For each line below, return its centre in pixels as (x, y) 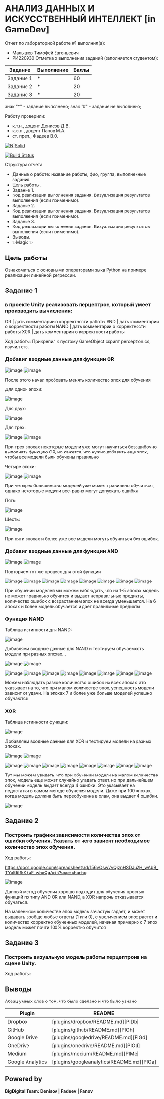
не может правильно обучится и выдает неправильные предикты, (75, 596)
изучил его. (17, 347)
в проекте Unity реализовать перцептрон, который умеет (78, 305)
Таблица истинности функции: (37, 722)
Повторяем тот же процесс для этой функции (53, 572)
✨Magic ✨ (23, 242)
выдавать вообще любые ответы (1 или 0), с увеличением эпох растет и (81, 917)
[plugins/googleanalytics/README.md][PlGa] (104, 1062)
